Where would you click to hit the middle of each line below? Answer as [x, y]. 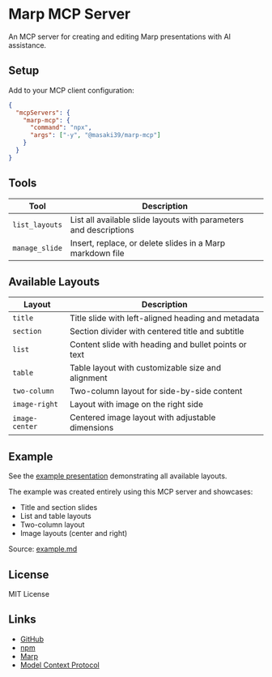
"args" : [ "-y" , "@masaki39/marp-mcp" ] [95, 135]
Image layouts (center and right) [74, 533]
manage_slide [38, 248]
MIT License [29, 594]
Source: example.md [43, 549]
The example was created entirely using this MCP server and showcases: [131, 492]
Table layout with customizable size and [145, 368]
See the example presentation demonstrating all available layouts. [118, 476]
